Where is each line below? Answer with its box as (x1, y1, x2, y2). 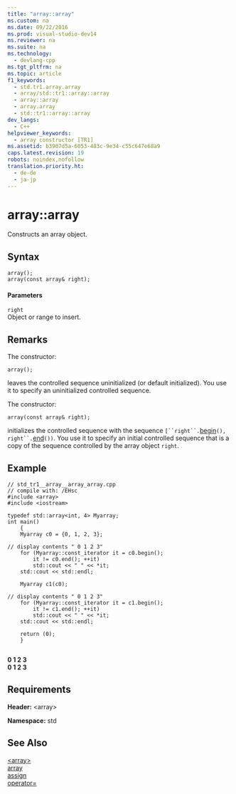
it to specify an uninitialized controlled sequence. (7, 386, 151, 395)
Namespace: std (7, 716, 57, 725)
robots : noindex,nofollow (7, 156, 84, 164)
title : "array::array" (7, 10, 75, 18)
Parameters (7, 291, 43, 299)
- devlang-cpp (14, 57, 55, 64)
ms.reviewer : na (7, 37, 55, 44)
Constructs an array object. (7, 230, 87, 239)
